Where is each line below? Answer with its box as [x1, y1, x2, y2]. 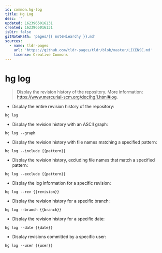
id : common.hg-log [5, 7, 42, 12]
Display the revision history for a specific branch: [12, 198, 110, 204]
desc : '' [5, 16, 23, 21]
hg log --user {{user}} [5, 243, 53, 248]
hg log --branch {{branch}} [5, 207, 62, 212]
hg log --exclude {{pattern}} [5, 172, 66, 177]
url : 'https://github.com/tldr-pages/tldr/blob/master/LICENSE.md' [14, 47, 152, 52]
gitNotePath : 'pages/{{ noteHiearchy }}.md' [5, 34, 96, 39]
